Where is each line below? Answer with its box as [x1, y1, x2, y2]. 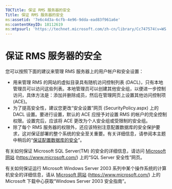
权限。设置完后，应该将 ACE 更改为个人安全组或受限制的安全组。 [12, 118, 150, 124]
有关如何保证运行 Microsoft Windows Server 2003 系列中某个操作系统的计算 [5, 165, 167, 172]
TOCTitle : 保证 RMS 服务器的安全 [5, 7, 71, 13]
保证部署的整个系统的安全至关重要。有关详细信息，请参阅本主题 [30, 130, 166, 137]
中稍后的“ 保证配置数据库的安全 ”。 [12, 137, 85, 143]
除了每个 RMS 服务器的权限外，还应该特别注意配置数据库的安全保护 [12, 124, 156, 130]
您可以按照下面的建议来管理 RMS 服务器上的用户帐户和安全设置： [5, 68, 144, 74]
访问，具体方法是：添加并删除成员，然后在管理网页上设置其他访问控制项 [12, 92, 166, 98]
